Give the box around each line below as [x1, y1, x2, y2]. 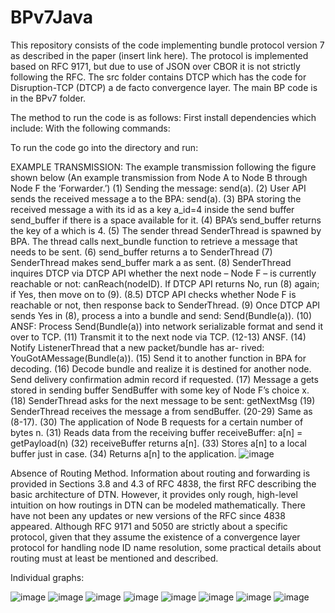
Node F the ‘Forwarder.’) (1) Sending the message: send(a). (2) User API [10, 182, 307, 194]
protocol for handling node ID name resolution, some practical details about [10, 541, 322, 553]
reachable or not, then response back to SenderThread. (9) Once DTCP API [10, 299, 321, 311]
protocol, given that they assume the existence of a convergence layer [10, 531, 301, 543]
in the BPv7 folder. [10, 92, 87, 104]
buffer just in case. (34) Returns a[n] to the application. [10, 447, 237, 460]
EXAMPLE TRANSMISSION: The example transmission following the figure [10, 161, 317, 173]
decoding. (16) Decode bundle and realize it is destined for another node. [10, 362, 312, 375]
